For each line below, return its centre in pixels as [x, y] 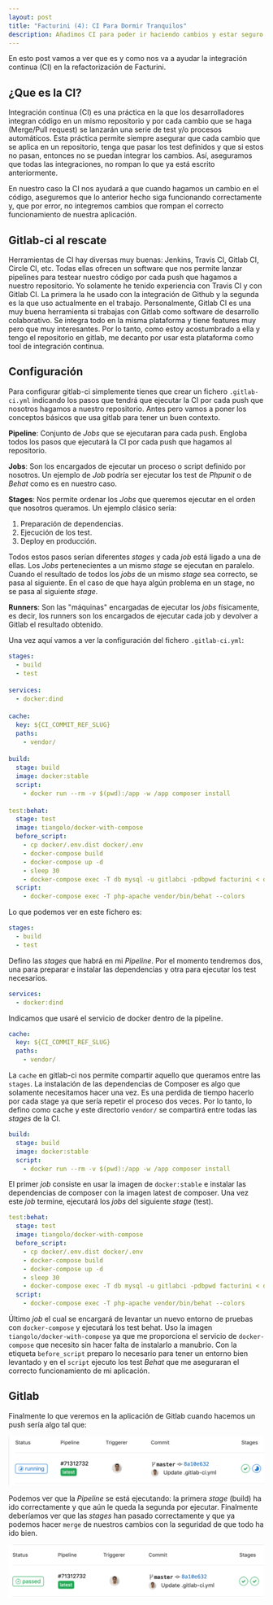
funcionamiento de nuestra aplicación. [73, 215]
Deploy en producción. [58, 540]
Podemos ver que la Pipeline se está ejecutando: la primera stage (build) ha [135, 1498]
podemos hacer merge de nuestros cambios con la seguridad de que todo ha [136, 1524]
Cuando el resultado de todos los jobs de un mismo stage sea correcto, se [133, 574]
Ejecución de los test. [56, 532]
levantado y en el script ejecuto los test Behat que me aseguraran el [124, 1362]
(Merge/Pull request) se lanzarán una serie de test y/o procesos [115, 129]
